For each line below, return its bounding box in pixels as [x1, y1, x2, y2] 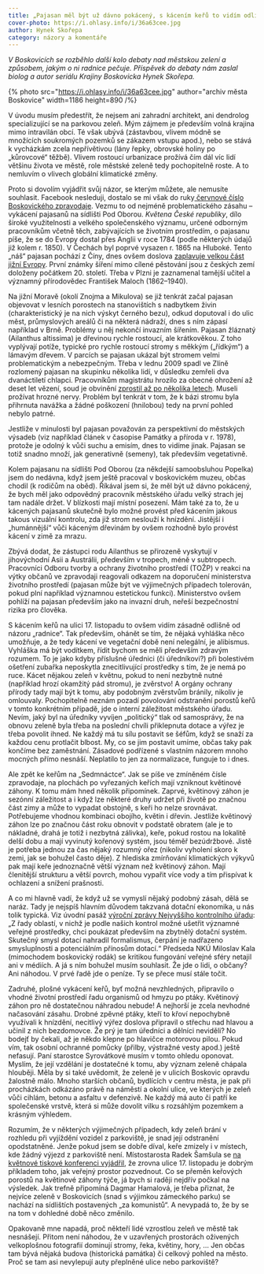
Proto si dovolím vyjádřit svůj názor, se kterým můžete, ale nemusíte [8, 184, 229, 194]
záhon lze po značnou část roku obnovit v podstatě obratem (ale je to [8, 820, 233, 829]
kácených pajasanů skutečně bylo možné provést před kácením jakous [8, 506, 237, 516]
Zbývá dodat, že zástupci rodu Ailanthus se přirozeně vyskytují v [8, 546, 218, 556]
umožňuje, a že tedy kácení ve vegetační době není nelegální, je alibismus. [8, 637, 250, 646]
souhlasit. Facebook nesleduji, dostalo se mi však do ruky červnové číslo [8, 193, 244, 202]
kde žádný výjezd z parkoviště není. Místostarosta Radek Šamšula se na [8, 1150, 241, 1160]
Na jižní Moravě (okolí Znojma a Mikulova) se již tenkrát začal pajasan [8, 292, 233, 302]
